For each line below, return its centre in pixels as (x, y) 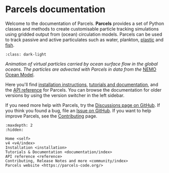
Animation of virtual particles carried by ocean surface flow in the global (82, 64)
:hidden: (14, 130)
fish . (10, 45)
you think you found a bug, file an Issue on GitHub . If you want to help (78, 110)
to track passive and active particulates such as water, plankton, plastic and (84, 40)
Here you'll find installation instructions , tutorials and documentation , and (82, 84)
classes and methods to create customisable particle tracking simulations (82, 28)
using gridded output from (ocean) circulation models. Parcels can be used (84, 34)
